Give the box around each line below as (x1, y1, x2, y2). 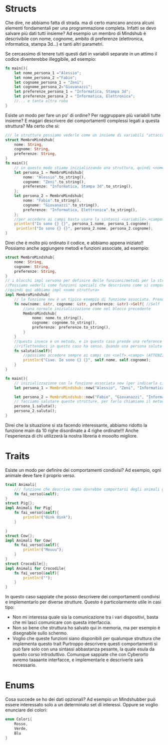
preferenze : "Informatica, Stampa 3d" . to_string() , (23, 184, 133, 189)
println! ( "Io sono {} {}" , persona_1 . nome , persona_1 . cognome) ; (14, 222, 151, 227)
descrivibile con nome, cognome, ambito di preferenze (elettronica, (5, 36, 144, 42)
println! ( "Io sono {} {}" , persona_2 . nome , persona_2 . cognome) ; (16, 226, 153, 231)
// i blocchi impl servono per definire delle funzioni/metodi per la (5, 278, 155, 283)
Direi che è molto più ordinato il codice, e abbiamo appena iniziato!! (5, 240, 144, 246)
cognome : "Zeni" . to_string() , (23, 179, 86, 184)
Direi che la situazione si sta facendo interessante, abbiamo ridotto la (5, 422, 147, 428)
